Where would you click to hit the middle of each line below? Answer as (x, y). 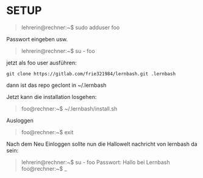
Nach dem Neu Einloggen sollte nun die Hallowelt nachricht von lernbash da (102, 144)
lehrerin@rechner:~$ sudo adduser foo (70, 27)
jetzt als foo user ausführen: (42, 63)
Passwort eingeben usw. (37, 39)
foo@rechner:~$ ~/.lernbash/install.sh (69, 108)
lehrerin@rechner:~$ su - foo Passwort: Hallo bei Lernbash (96, 162)
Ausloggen (20, 120)
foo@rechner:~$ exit (47, 132)
